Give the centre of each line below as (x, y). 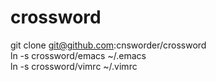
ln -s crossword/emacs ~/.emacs (78, 55)
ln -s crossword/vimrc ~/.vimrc (74, 66)
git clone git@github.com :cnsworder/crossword (108, 45)
